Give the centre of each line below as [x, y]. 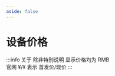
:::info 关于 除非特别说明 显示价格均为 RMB [58, 60]
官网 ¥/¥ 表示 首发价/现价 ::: [39, 67]
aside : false [22, 11]
